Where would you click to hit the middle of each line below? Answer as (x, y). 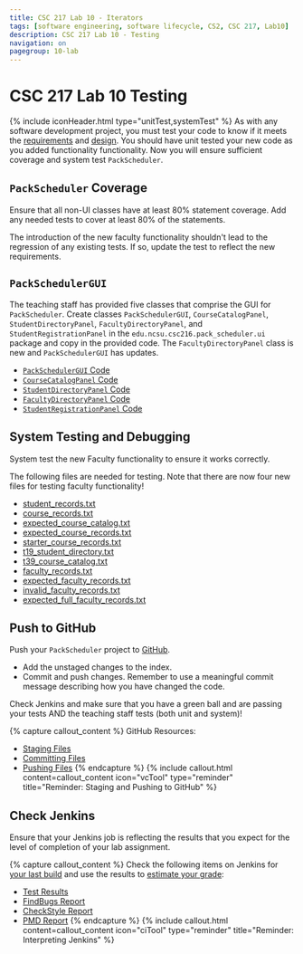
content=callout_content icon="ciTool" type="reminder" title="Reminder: (158, 930)
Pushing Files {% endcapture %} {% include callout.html (128, 768)
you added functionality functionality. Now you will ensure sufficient (136, 150)
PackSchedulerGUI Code (66, 370)
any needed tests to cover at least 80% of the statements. (118, 219)
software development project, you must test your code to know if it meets (148, 131)
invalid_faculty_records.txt (71, 590)
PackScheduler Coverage (78, 188)
